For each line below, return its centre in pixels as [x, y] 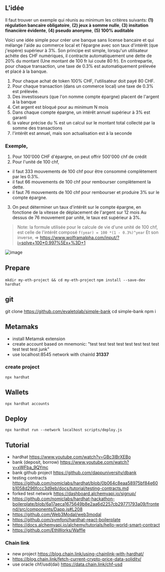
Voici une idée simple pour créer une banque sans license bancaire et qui [80, 40]
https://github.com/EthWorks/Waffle [49, 530]
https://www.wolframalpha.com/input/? [80, 238]
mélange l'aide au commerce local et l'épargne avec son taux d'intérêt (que [82, 45]
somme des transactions [37, 128]
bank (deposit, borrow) [35, 462]
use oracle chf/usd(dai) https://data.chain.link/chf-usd [67, 564]
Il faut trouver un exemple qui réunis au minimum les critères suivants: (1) [79, 20]
